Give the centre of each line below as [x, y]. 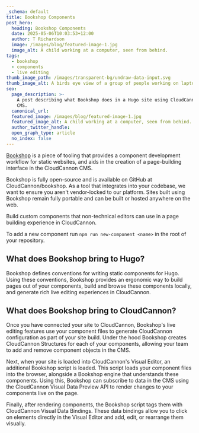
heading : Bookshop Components [49, 28]
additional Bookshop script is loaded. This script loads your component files [99, 368]
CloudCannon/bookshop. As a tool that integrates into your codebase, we [96, 186]
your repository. [26, 240]
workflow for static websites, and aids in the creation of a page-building [94, 161]
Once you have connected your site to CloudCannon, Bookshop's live [91, 325]
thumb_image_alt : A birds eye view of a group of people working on [92, 84]
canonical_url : [30, 111]
